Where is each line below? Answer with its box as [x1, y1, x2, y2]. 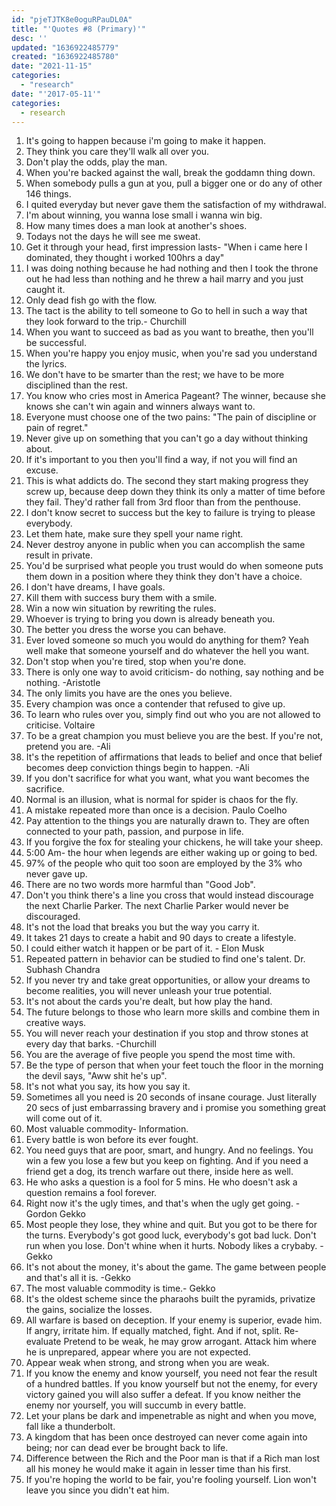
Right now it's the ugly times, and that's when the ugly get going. [25, 1197, 294, 1210]
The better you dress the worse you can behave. [25, 624, 227, 636]
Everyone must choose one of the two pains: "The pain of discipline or [25, 411, 317, 423]
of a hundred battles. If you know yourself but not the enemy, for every [25, 1378, 318, 1390]
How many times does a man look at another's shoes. [25, 220, 248, 232]
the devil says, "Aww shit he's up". [25, 1070, 168, 1082]
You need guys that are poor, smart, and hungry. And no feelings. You [25, 1144, 314, 1156]
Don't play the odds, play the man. [25, 156, 168, 168]
